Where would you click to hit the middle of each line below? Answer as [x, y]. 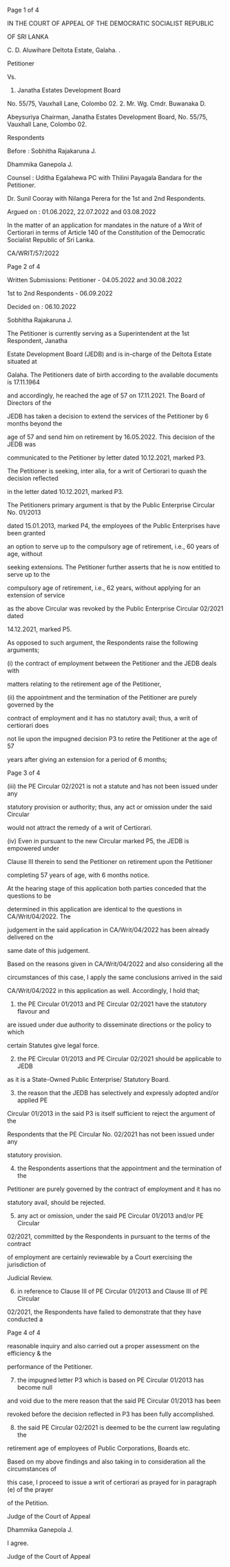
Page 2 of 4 [24, 266]
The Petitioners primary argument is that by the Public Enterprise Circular [111, 505]
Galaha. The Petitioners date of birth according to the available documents [113, 375]
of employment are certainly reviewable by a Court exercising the [100, 1257]
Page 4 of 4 [24, 1332]
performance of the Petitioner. [50, 1367]
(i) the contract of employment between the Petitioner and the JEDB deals [112, 663]
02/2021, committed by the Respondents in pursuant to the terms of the [109, 1236]
